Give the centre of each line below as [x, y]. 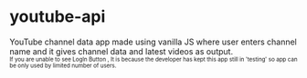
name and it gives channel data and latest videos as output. [122, 51]
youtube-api [58, 17]
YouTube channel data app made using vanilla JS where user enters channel [153, 42]
